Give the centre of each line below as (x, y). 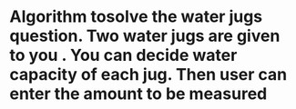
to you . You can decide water (123, 55)
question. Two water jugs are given (145, 36)
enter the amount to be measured (138, 94)
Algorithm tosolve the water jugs (136, 17)
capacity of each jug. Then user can (148, 75)
